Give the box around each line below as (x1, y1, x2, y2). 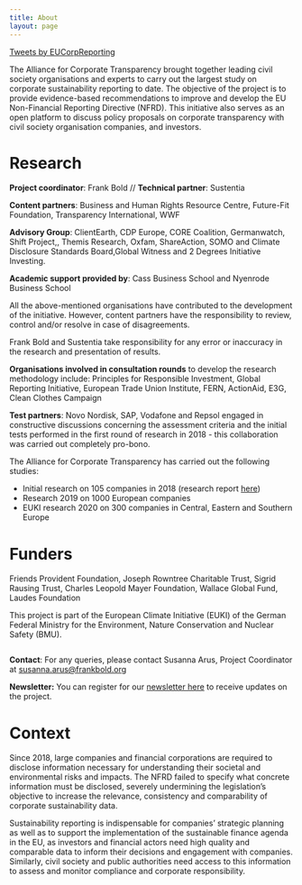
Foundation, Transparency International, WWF (9, 209, 180, 221)
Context (9, 723, 71, 744)
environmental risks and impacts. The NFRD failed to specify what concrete (9, 771, 290, 782)
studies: (9, 466, 39, 477)
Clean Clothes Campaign (9, 393, 102, 404)
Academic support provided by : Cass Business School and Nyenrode (9, 273, 270, 284)
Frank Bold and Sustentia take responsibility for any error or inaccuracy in (9, 337, 283, 348)
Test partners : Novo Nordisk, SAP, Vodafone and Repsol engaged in (9, 410, 264, 421)
